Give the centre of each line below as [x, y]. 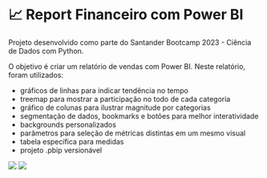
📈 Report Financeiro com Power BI [126, 15]
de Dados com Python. [46, 51]
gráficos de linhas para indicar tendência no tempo [104, 90]
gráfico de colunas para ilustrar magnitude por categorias [115, 107]
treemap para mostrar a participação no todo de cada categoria [125, 99]
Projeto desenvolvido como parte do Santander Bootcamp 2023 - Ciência [130, 42]
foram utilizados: [36, 75]
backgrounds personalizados [68, 124]
